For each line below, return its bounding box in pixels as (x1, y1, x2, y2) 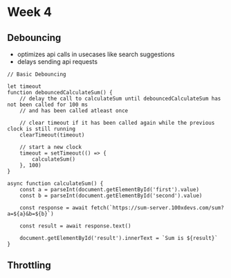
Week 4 (7, 4, 52, 20)
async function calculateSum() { (7, 180, 104, 187)
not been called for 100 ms (7, 101, 89, 108)
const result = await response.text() (19, 223, 131, 229)
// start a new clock (19, 144, 82, 150)
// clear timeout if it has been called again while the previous (19, 119, 215, 126)
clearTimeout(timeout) (19, 132, 85, 139)
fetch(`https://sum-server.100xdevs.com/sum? (91, 205, 225, 211)
